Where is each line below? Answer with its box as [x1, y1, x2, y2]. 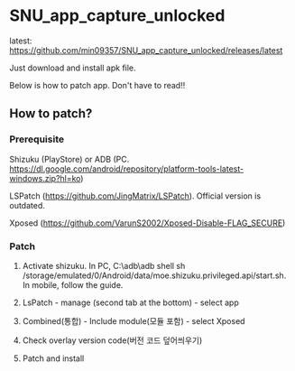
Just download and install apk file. [9, 62, 137, 73]
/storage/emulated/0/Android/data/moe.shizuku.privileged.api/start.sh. [22, 270, 287, 281]
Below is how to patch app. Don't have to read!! [9, 79, 186, 90]
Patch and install [22, 353, 85, 364]
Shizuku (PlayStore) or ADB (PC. [9, 153, 130, 164]
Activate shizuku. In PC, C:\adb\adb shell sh [22, 260, 186, 271]
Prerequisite [9, 133, 65, 145]
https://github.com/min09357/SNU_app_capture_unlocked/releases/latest [9, 44, 283, 55]
